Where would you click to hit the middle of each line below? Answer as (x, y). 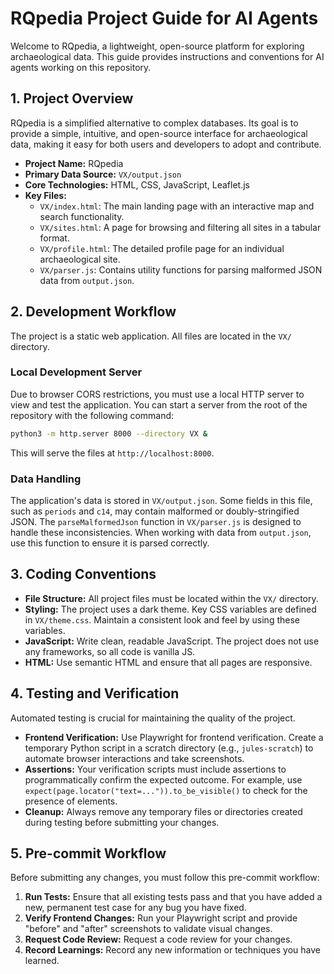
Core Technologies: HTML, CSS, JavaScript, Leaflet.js (137, 184)
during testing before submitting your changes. (122, 822)
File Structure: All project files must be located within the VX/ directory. (171, 598)
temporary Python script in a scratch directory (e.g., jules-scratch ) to (169, 748)
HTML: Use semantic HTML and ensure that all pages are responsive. (168, 662)
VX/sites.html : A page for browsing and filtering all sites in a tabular (180, 227)
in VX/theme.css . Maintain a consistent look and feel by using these (162, 619)
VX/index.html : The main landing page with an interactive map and (177, 206)
